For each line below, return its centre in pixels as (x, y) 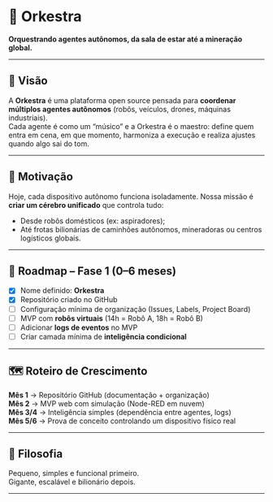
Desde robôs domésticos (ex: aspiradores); (92, 221)
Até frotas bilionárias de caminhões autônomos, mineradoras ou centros (141, 229)
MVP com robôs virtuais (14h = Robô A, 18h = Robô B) (111, 318)
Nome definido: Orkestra (62, 291)
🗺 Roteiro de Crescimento (78, 372)
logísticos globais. (50, 238)
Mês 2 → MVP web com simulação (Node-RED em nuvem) (106, 403)
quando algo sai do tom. (49, 143)
